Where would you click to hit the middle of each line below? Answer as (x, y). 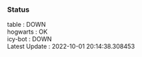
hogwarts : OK (27, 32)
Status (18, 10)
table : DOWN (26, 25)
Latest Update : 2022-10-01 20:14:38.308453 (71, 47)
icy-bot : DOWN (29, 39)
